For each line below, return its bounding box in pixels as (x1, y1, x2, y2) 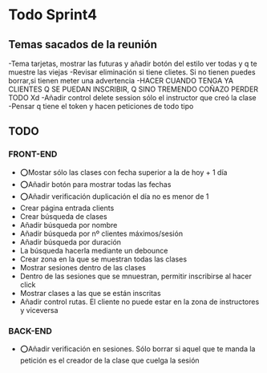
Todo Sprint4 (8, 6, 98, 24)
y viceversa (19, 305, 59, 314)
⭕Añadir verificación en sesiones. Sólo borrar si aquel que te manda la (19, 343, 256, 354)
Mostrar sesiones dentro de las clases (19, 262, 147, 272)
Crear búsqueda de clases (19, 211, 107, 221)
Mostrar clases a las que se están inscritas (19, 288, 162, 298)
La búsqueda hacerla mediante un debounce (19, 245, 168, 255)
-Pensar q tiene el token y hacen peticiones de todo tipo (8, 102, 194, 111)
